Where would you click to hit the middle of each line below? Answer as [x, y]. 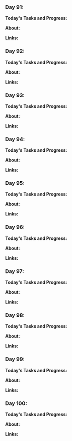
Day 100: [16, 403]
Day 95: [15, 183]
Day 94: [15, 139]
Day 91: [14, 7]
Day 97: [15, 271]
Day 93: [15, 95]
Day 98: [15, 315]
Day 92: [15, 51]
